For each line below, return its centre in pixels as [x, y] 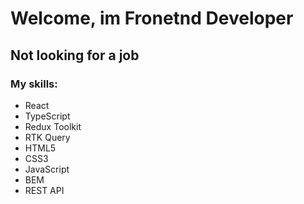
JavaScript [47, 169]
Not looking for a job [75, 55]
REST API [44, 190]
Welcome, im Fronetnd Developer [152, 18]
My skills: [34, 84]
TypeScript [47, 116]
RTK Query [47, 137]
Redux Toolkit [53, 126]
